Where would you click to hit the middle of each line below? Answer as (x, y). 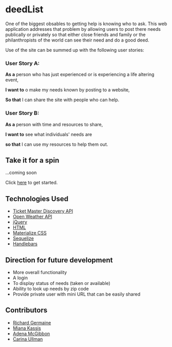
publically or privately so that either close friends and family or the (75, 34)
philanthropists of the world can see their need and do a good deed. (77, 40)
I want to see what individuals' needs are (49, 134)
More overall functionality (40, 272)
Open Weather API (32, 217)
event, (12, 80)
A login (20, 278)
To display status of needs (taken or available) (61, 283)
